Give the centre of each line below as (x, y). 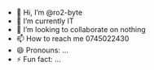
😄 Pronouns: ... (42, 50)
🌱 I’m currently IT (45, 21)
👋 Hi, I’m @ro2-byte (49, 12)
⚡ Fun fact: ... (38, 59)
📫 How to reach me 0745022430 (73, 39)
